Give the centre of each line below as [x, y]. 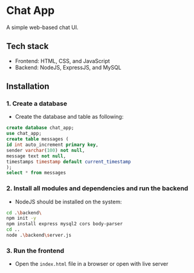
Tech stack [27, 46]
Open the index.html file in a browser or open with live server [92, 264]
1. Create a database [37, 104]
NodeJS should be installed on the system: [68, 202]
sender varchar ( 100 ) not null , [46, 150]
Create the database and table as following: [69, 117]
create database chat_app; [40, 128]
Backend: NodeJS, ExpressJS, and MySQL [68, 67]
